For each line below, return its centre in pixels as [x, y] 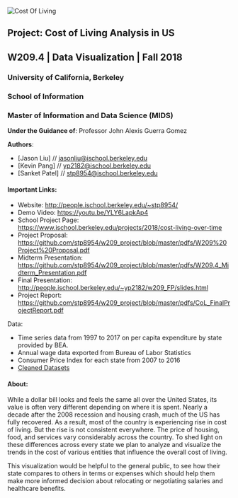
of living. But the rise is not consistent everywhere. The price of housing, [113, 430]
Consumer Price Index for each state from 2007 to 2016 [99, 360]
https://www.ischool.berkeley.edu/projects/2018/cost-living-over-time [120, 228]
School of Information [46, 96]
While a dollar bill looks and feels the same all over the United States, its [112, 400]
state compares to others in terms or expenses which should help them [111, 473]
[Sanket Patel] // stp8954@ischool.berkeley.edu [87, 173]
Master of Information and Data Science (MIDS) [90, 115]
